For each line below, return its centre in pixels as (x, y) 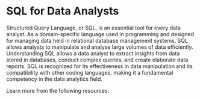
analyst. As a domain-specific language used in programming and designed (100, 34)
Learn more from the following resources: (58, 90)
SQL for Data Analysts (63, 11)
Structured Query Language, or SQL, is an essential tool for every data (93, 28)
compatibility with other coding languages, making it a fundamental (90, 72)
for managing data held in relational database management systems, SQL (97, 40)
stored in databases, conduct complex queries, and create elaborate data (97, 60)
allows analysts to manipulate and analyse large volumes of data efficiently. (100, 47)
